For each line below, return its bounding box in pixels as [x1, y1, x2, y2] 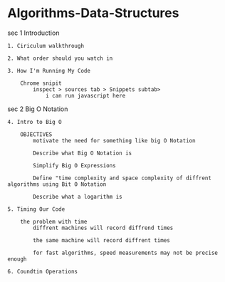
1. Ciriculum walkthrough [7, 42, 84, 49]
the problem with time [20, 218, 88, 225]
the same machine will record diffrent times [33, 236, 171, 244]
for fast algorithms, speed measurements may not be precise [33, 249, 219, 256]
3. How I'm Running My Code [7, 67, 91, 74]
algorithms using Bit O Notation [7, 180, 107, 188]
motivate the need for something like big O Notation [33, 137, 196, 144]
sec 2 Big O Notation [7, 105, 68, 113]
